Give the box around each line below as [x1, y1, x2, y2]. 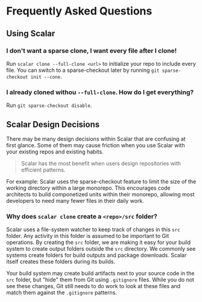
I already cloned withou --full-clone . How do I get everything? [6, 88, 194, 96]
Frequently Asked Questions [6, 4, 153, 18]
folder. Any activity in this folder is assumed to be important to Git [6, 233, 169, 240]
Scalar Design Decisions [6, 119, 100, 129]
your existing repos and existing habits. [6, 148, 104, 155]
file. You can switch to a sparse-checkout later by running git [6, 66, 160, 74]
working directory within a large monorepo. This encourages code [6, 184, 171, 191]
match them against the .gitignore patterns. [6, 289, 118, 297]
